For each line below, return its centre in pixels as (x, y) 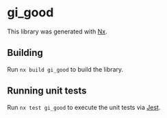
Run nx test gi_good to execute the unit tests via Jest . (84, 107)
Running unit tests (47, 91)
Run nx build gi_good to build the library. (65, 69)
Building (25, 53)
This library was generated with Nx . (57, 31)
